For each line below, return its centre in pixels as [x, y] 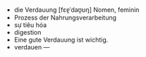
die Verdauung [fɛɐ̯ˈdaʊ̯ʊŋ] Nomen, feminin [77, 10]
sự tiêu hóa [30, 25]
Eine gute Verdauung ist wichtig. [61, 40]
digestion [28, 32]
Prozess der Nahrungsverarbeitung [65, 17]
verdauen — [32, 47]
